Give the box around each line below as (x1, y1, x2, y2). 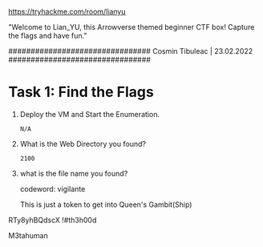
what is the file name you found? (19, 168, 128, 178)
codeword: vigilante (19, 184, 86, 193)
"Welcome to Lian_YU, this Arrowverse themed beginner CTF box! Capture (8, 22, 255, 31)
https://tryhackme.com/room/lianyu (8, 7, 126, 16)
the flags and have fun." (8, 31, 87, 40)
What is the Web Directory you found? (19, 139, 147, 148)
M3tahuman (8, 230, 48, 240)
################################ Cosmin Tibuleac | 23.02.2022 (8, 47, 253, 55)
